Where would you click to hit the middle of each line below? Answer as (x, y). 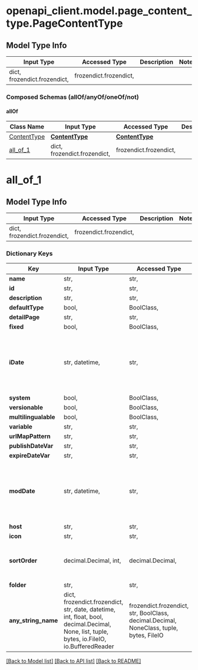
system (20, 398)
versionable (26, 408)
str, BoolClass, (149, 613)
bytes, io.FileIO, (85, 639)
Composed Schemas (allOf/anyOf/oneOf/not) (73, 97)
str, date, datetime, (90, 610)
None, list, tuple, (86, 632)
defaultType (27, 308)
